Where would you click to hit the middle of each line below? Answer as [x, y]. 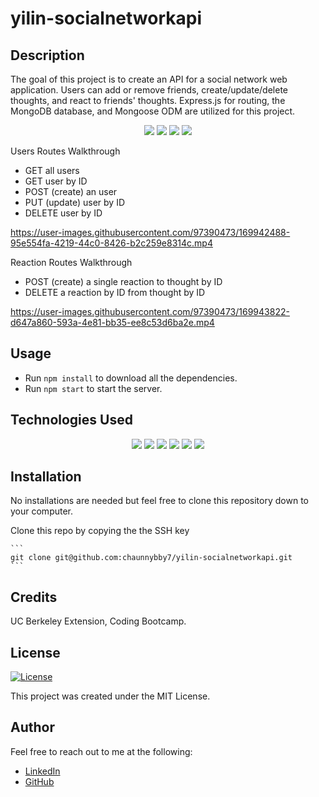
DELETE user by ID [63, 213]
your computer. [42, 511]
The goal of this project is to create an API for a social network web [149, 79]
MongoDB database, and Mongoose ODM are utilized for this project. [153, 111]
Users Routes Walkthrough [65, 151]
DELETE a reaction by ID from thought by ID [115, 292]
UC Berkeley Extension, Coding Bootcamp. [98, 621]
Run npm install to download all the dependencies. [131, 378]
